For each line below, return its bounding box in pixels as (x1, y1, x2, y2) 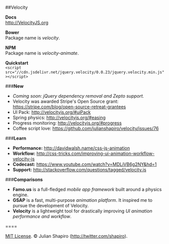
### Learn (5, 135, 26, 141)
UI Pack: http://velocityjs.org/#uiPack (12, 109, 91, 115)
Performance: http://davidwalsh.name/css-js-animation (12, 145, 130, 151)
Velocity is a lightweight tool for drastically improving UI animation (12, 208, 153, 214)
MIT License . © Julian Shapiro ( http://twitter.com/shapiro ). (5, 233, 128, 239)
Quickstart (5, 60, 29, 66)
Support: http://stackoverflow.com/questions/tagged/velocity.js (12, 167, 147, 172)
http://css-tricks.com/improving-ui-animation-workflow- (36, 150, 155, 157)
